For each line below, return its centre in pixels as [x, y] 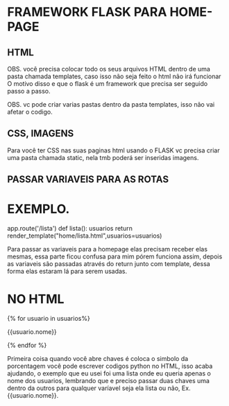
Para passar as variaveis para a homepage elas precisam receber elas [108, 249]
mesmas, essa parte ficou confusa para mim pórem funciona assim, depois [115, 256]
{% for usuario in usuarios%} [49, 319]
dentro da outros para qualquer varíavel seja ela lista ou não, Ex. [99, 388]
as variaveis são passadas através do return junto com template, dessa [109, 264]
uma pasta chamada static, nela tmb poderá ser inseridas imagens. [103, 157]
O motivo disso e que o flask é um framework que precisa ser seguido [108, 83]
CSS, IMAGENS [41, 133]
